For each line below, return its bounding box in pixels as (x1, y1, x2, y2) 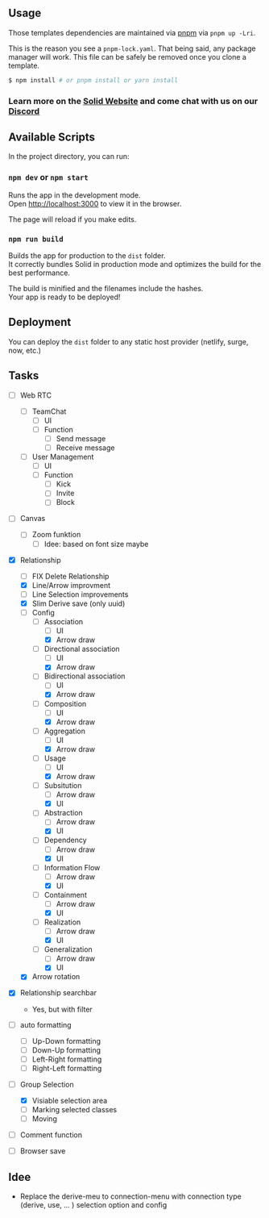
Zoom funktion (31, 530, 81, 540)
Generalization (43, 945, 93, 954)
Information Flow (43, 862, 101, 872)
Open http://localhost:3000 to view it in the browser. (8, 198, 182, 208)
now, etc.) (8, 345, 42, 355)
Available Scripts (8, 131, 95, 144)
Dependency (43, 835, 87, 845)
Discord (8, 105, 40, 116)
